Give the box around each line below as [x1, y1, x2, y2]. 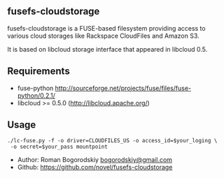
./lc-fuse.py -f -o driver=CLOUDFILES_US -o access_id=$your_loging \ [7, 138, 218, 144]
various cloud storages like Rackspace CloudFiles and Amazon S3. [7, 31, 199, 40]
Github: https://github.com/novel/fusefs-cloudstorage [17, 163, 173, 172]
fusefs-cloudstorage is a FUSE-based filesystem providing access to [7, 24, 206, 32]
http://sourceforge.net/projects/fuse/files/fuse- [55, 84, 192, 92]
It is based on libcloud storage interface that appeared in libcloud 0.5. [7, 45, 208, 53]
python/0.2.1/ [17, 91, 56, 100]
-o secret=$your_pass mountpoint [10, 143, 108, 151]
